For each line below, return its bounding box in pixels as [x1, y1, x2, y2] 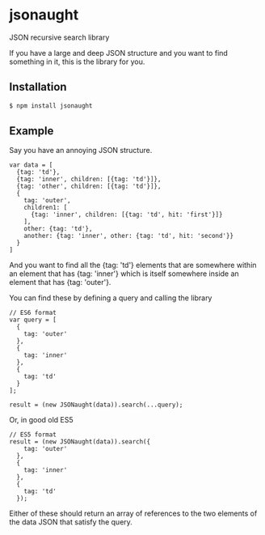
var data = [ [9, 161, 53, 169]
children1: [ [23, 204, 68, 212]
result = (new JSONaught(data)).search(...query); [9, 401, 183, 410]
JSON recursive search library [9, 32, 110, 42]
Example [9, 124, 54, 138]
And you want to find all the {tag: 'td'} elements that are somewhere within [9, 261, 257, 270]
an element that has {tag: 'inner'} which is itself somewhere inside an [9, 269, 239, 278]
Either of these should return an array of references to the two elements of [9, 508, 258, 519]
